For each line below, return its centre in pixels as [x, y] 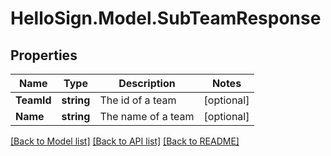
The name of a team [147, 116]
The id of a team [138, 100]
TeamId [33, 100]
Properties [44, 55]
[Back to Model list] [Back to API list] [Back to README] [125, 141]
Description [147, 83]
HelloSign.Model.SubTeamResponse [166, 18]
